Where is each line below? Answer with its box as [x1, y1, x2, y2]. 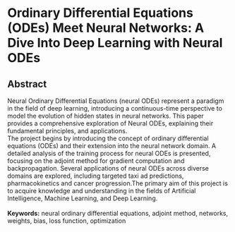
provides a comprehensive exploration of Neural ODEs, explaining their [7, 119, 214, 128]
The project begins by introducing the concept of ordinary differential [7, 134, 210, 142]
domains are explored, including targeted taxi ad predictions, [7, 171, 184, 180]
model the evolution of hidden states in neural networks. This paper [7, 111, 205, 120]
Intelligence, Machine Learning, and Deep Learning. [7, 194, 158, 202]
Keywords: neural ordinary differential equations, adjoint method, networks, [7, 209, 229, 217]
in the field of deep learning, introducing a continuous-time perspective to [7, 104, 222, 112]
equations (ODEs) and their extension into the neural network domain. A [7, 142, 217, 149]
